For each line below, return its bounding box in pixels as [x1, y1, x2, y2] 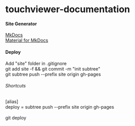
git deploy [5, 114, 27, 120]
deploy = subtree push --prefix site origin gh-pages [5, 104, 114, 110]
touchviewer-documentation [5, 4, 130, 15]
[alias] [5, 98, 19, 105]
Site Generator [5, 20, 37, 26]
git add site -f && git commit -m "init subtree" [5, 66, 101, 72]
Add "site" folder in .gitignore [5, 60, 67, 67]
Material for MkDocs [5, 37, 49, 44]
